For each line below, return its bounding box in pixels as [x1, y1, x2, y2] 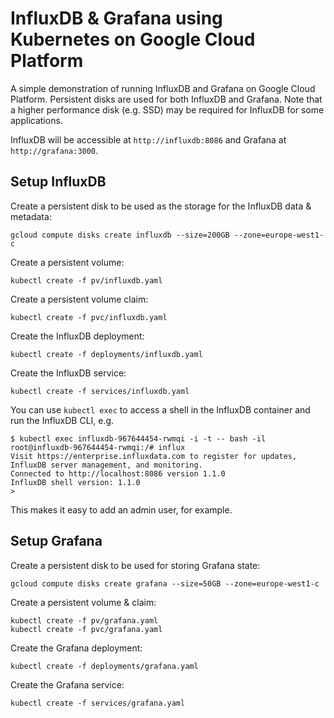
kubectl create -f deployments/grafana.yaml [10, 661, 199, 671]
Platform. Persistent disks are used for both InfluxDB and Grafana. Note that [10, 93, 323, 105]
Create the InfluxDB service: [10, 367, 127, 379]
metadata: [10, 210, 52, 222]
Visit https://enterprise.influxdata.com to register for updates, [10, 451, 298, 461]
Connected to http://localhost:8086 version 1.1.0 [10, 468, 226, 479]
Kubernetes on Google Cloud [10, 28, 256, 51]
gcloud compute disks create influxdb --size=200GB [10, 230, 230, 240]
